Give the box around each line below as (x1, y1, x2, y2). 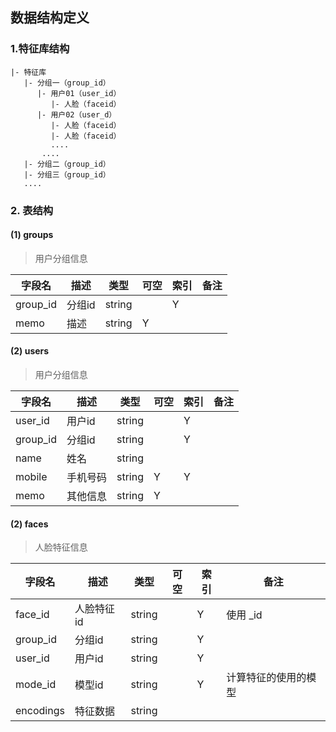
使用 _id (226, 608, 263, 622)
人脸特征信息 (34, 541, 88, 553)
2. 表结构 (10, 203, 54, 217)
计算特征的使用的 (226, 671, 307, 685)
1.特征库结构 (10, 42, 70, 56)
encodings (15, 704, 65, 718)
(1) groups (10, 229, 54, 241)
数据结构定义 (10, 9, 90, 27)
